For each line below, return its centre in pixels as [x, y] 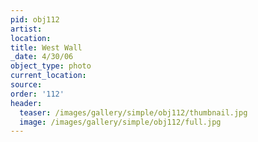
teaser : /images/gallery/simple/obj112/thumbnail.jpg [133, 112]
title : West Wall [46, 47]
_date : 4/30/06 [42, 57]
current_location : [48, 76]
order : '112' [37, 94]
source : [26, 85]
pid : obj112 [35, 19]
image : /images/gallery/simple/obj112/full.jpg [120, 122]
